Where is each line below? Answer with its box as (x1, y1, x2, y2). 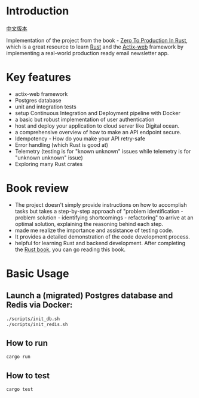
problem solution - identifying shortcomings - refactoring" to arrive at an (14, 214, 194, 221)
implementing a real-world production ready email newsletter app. (6, 49, 169, 56)
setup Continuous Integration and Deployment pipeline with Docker (14, 109, 180, 116)
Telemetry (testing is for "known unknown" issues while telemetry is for (14, 147, 191, 155)
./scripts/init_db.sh (6, 316, 60, 322)
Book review (6, 182, 69, 195)
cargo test (6, 387, 33, 393)
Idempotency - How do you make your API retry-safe (14, 135, 145, 142)
